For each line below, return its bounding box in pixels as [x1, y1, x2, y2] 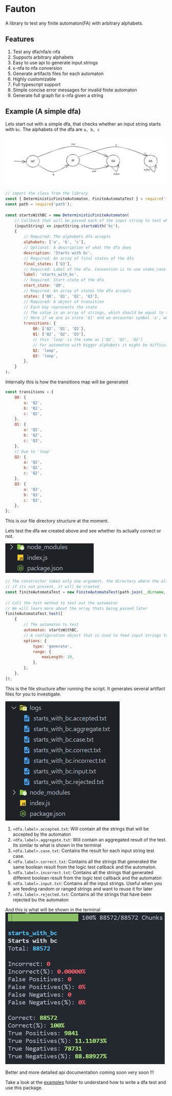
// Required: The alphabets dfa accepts [24, 234, 111, 239]
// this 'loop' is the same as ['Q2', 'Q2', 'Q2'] [32, 337, 143, 342]
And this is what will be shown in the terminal [5, 907, 101, 913]
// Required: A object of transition [24, 299, 104, 304]
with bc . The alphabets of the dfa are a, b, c [5, 126, 100, 132]
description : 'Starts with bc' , [24, 250, 93, 256]
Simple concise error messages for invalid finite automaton [12, 87, 137, 93]
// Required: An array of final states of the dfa [24, 256, 134, 261]
